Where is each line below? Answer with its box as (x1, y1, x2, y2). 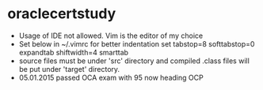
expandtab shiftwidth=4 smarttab (18, 47, 128, 57)
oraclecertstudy (7, 5, 116, 23)
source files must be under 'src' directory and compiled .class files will (18, 56, 250, 66)
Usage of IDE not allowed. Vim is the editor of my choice (18, 31, 204, 40)
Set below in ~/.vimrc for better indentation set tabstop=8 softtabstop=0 (18, 39, 255, 48)
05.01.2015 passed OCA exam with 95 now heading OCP (18, 73, 204, 82)
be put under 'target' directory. (18, 64, 120, 73)
